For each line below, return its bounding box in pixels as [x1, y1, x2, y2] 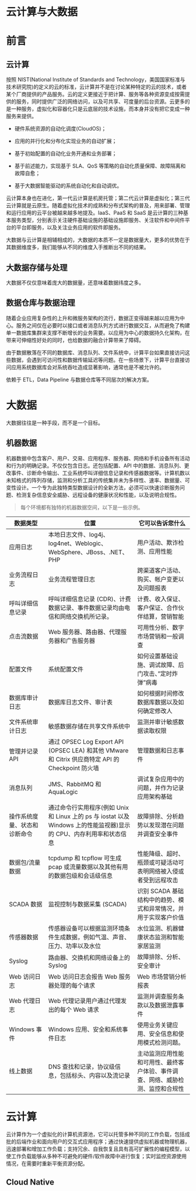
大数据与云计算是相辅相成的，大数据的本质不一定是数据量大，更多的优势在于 [6, 237, 190, 244]
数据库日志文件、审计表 [48, 698, 113, 706]
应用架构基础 [136, 792, 173, 800]
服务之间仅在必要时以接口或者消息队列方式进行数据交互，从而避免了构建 [16, 321, 190, 328]
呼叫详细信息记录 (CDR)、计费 [48, 595, 131, 603]
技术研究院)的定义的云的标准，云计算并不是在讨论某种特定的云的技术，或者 [6, 83, 187, 91]
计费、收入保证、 [136, 595, 184, 603]
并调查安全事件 [136, 830, 178, 838]
